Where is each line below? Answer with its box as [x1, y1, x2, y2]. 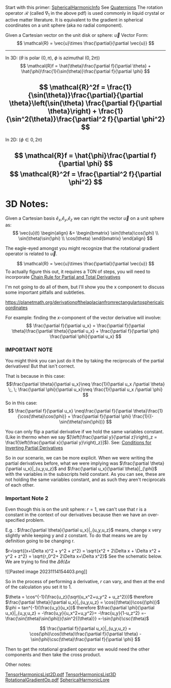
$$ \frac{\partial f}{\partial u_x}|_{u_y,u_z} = [40, 626, 131, 632]
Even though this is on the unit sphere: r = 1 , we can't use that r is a [5, 506, 147, 513]
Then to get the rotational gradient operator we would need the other [5, 646, 150, 652]
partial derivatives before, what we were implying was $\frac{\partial [5, 460, 149, 467]
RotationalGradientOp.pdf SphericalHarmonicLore [5, 677, 110, 683]
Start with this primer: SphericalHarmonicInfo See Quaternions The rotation [5, 5, 163, 10]
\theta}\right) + [47, 107, 97, 116]
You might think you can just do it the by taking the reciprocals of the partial [5, 358, 164, 364]
